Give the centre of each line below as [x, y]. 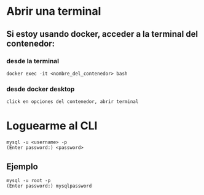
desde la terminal [33, 61]
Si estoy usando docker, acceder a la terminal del [102, 34]
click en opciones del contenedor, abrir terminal [73, 102]
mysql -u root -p [29, 180]
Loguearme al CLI [52, 126]
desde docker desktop [41, 89]
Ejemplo [22, 166]
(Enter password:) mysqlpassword [49, 186]
